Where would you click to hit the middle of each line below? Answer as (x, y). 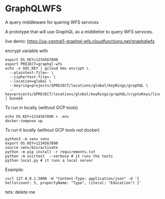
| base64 (14, 98)
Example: (14, 170)
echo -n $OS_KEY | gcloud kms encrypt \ (47, 68)
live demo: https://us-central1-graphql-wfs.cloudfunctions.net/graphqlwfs (80, 41)
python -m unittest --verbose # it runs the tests (59, 156)
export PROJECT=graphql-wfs (34, 64)
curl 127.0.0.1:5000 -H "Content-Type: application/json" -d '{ (72, 178)
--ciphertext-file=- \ (33, 77)
